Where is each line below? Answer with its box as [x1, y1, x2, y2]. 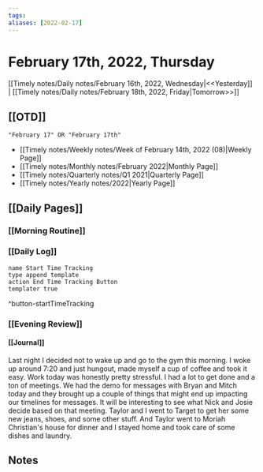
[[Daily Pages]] [8, 201, 83, 215]
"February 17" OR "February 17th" [8, 131, 122, 139]
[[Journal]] [8, 338, 45, 347]
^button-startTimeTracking [8, 298, 94, 308]
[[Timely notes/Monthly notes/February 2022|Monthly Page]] [19, 162, 219, 171]
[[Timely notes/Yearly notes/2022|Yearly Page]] [19, 178, 176, 188]
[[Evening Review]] [8, 318, 83, 329]
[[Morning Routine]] [8, 225, 86, 236]
